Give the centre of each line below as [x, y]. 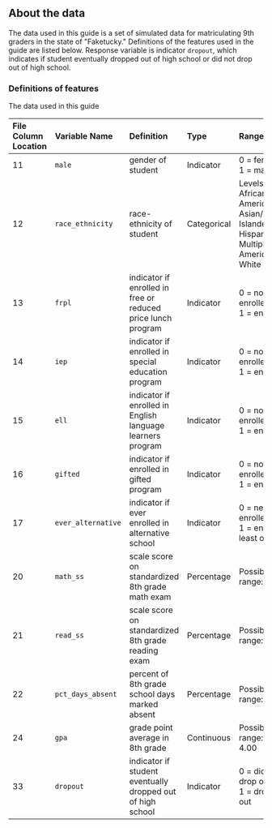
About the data [47, 13]
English [143, 415]
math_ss [69, 577]
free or [142, 298]
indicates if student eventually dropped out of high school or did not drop [130, 58]
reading [144, 650]
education [148, 372]
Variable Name [84, 136]
